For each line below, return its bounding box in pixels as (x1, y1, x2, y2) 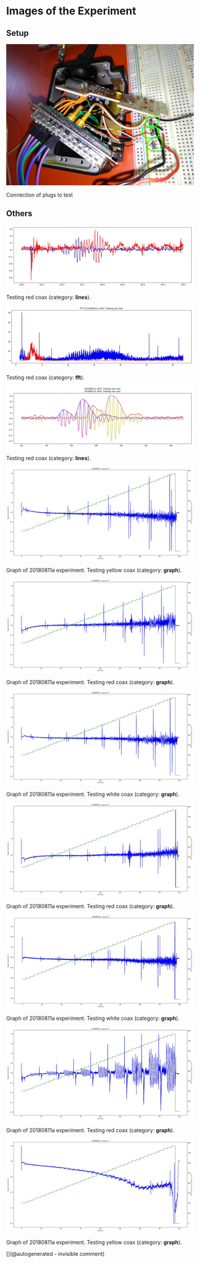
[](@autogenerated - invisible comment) (6, 1250, 105, 1258)
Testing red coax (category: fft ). (6, 374, 85, 381)
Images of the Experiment (6, 4, 136, 18)
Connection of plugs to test (6, 191, 73, 198)
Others (6, 209, 33, 219)
